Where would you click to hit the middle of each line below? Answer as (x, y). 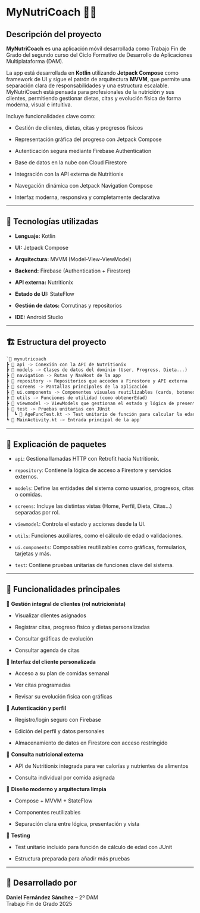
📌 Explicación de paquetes (56, 444)
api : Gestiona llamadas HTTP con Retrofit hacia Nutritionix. (87, 458)
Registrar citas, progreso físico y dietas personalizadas (82, 627)
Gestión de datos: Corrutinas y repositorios (68, 305)
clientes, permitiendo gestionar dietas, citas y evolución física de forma (94, 98)
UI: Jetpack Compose (41, 247)
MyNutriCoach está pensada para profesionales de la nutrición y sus (90, 92)
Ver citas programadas (43, 685)
